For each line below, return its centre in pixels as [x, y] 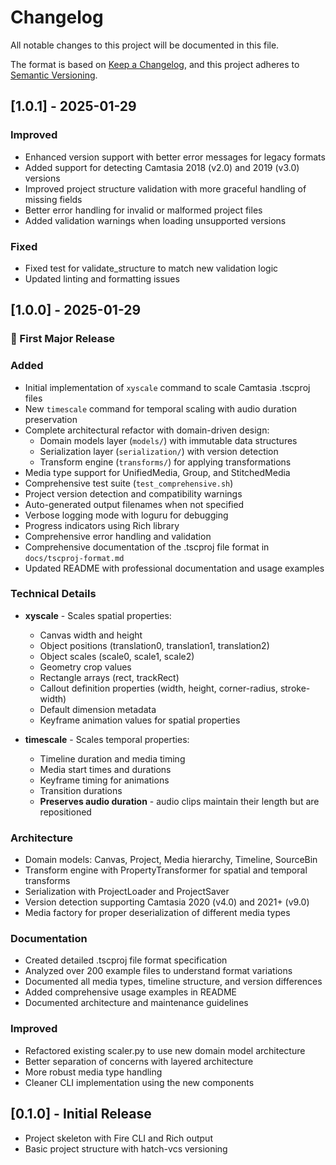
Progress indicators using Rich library [102, 525]
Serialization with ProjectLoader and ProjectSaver [127, 892]
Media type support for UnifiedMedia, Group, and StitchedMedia [157, 472]
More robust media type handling [93, 1072]
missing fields [53, 199]
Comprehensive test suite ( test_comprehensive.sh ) [129, 483]
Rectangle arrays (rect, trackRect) [109, 677]
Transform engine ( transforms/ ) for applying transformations [165, 462]
